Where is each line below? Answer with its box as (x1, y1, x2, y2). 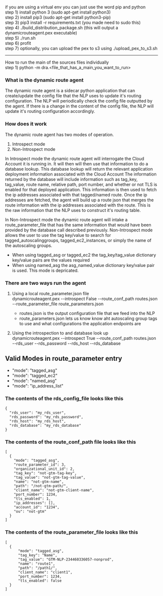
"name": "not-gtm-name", (14, 479, 64, 484)
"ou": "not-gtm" (14, 509, 47, 514)
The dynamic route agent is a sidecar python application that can (5, 88, 135, 94)
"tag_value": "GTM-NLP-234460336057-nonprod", (17, 557, 114, 562)
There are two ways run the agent (5, 280, 86, 286)
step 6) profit (5, 40, 32, 46)
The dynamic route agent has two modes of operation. (5, 131, 114, 138)
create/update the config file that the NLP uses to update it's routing (5, 93, 142, 99)
